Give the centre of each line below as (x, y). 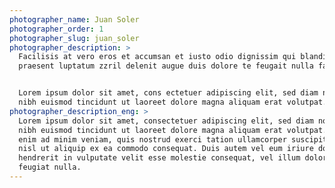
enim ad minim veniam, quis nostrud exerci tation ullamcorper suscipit (173, 139)
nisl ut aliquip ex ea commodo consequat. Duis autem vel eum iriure (166, 149)
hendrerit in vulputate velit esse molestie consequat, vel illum (159, 158)
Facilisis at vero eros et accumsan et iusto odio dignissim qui (157, 57)
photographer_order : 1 (56, 29)
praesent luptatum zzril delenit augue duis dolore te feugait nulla (166, 66)
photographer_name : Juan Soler (74, 19)
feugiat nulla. (50, 167)
